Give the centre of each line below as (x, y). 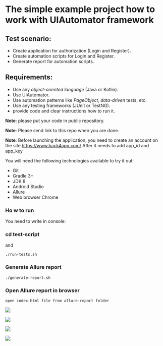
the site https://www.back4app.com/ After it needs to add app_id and (77, 145)
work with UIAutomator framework (79, 20)
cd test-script (22, 235)
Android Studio (28, 186)
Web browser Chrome (35, 197)
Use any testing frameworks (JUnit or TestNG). (61, 105)
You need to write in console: (36, 221)
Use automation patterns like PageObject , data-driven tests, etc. (80, 100)
